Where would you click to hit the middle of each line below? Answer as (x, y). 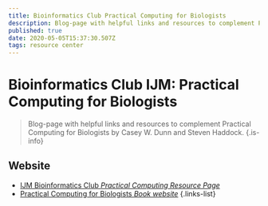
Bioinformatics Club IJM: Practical (124, 85)
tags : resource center (46, 46)
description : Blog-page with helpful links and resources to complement (132, 23)
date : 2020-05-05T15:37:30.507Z (62, 38)
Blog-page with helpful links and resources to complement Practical (139, 124)
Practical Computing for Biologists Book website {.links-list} (118, 193)
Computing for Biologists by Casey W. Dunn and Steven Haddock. (136, 133)
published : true (35, 30)
